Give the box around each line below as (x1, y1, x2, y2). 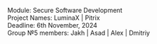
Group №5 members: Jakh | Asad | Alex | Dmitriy (7, 28, 151, 37)
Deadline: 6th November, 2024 (7, 21, 98, 29)
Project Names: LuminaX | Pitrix (7, 13, 101, 22)
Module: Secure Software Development (7, 6, 123, 14)
